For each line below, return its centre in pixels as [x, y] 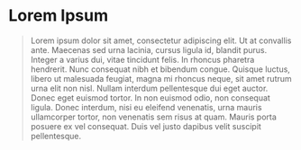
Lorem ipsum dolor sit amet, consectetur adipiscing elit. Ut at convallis [161, 40]
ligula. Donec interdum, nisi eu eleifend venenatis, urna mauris [146, 107]
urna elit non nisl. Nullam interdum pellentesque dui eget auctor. [149, 88]
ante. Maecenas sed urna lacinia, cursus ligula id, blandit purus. [149, 49]
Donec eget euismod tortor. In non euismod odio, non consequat [150, 97]
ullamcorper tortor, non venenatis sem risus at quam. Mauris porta [153, 117]
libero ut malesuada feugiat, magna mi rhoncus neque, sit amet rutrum [161, 78]
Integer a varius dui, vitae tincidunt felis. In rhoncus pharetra [142, 59]
